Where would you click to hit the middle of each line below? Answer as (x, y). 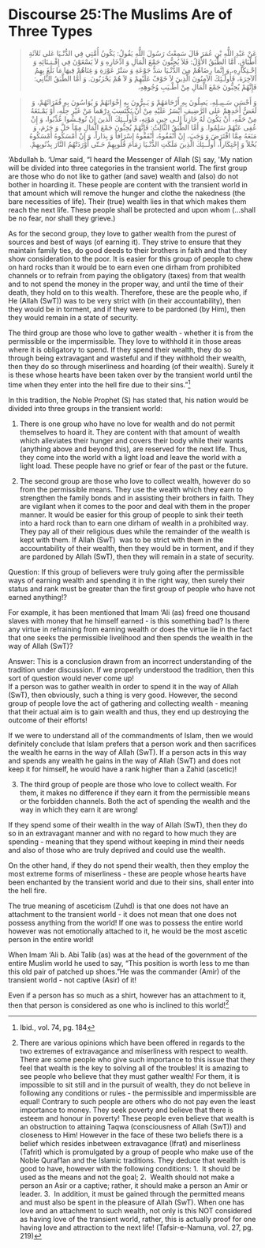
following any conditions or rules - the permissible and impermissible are (138, 1093)
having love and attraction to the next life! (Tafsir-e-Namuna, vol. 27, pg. (136, 1227)
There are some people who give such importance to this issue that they (137, 1060)
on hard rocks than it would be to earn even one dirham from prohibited (124, 267)
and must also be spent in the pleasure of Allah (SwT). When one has (132, 1202)
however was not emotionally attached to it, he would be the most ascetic (128, 931)
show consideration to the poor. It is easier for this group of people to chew (131, 258)
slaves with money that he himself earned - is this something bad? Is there (129, 620)
